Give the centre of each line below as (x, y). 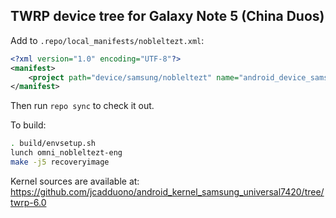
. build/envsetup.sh (53, 144)
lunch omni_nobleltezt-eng (66, 153)
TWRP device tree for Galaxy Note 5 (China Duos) (167, 16)
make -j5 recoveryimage (60, 162)
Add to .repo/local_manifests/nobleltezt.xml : (107, 40)
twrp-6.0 (28, 202)
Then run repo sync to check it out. (82, 106)
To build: (28, 125)
